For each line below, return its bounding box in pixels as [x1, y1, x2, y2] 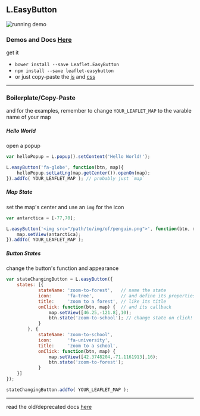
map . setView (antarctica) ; [17, 231, 82, 237]
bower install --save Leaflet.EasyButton [14, 62, 119, 68]
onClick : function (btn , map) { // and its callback [37, 304, 171, 310]
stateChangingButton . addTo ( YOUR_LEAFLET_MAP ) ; [6, 387, 129, 393]
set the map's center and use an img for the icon [6, 203, 124, 210]
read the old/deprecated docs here [6, 403, 92, 410]
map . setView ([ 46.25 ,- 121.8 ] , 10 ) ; [48, 309, 132, 315]
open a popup [6, 142, 40, 150]
